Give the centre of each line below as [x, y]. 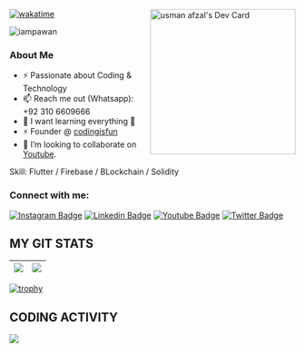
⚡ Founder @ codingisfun [70, 132]
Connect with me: [49, 195]
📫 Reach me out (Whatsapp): [78, 99]
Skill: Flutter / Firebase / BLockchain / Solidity [94, 172]
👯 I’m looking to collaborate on [79, 144]
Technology [45, 88]
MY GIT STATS [51, 244]
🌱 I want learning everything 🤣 [79, 122]
